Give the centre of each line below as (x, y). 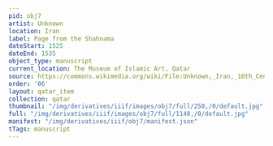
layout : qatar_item (41, 91)
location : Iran (34, 31)
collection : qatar (39, 99)
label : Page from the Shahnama (61, 39)
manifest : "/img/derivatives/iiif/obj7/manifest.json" (103, 122)
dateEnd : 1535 (32, 54)
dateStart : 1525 (36, 46)
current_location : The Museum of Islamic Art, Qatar (100, 69)
